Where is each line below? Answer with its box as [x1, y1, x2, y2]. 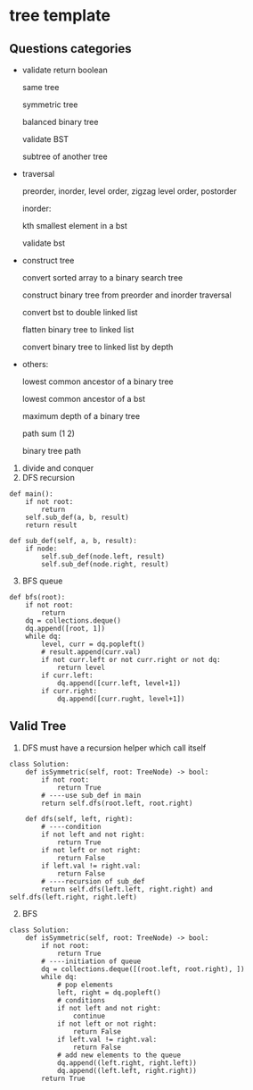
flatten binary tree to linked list [21, 324, 135, 335]
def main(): [9, 490, 53, 499]
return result [25, 521, 78, 530]
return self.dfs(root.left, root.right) [41, 799, 193, 808]
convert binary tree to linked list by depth [21, 341, 174, 352]
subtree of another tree [21, 151, 109, 162]
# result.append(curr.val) [41, 648, 142, 657]
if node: [25, 544, 58, 553]
